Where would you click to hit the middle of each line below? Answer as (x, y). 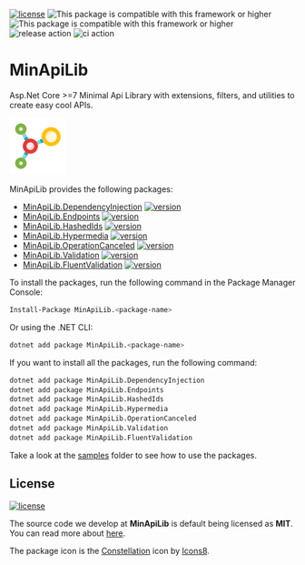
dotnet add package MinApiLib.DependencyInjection (107, 380)
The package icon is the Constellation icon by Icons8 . (110, 550)
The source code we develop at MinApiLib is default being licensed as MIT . (151, 523)
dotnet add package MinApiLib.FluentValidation (101, 438)
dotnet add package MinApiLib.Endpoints (87, 390)
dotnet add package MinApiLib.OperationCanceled (103, 419)
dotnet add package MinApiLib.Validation (89, 429)
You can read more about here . (68, 533)
